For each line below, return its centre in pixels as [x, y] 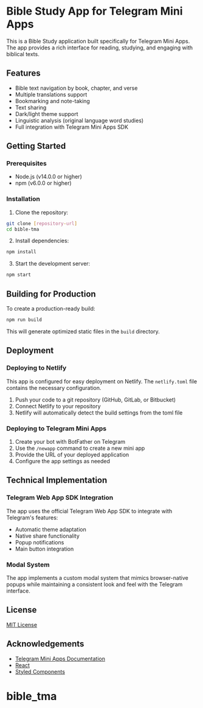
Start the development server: [53, 264]
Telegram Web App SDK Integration [60, 497]
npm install [21, 252]
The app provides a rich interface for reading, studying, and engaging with [100, 48]
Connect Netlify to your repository [58, 406]
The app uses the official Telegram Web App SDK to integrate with [89, 511]
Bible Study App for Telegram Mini [95, 11]
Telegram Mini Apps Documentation [60, 659]
